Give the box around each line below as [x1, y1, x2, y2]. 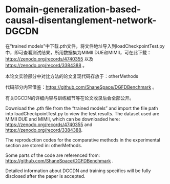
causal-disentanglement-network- [5, 14, 157, 26]
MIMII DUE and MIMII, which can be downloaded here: [5, 116, 120, 122]
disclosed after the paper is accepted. [5, 173, 86, 179]
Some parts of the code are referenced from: [5, 152, 100, 158]
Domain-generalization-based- [5, 4, 141, 15]
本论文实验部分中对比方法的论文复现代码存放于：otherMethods [5, 73, 138, 79]
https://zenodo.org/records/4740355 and [5, 121, 93, 128]
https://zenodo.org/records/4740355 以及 [5, 55, 94, 62]
